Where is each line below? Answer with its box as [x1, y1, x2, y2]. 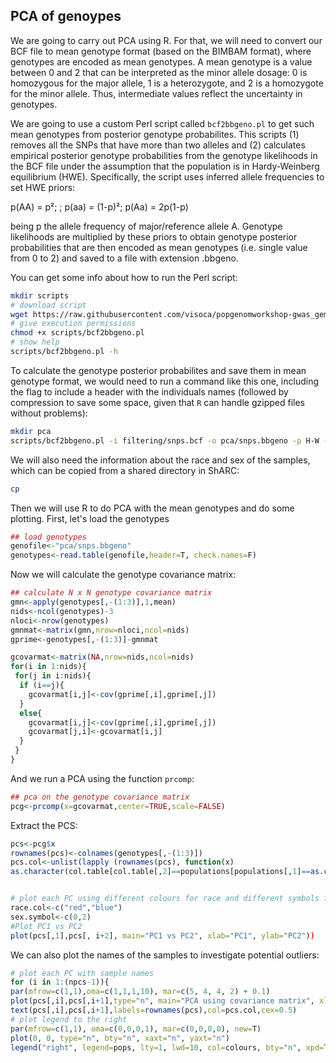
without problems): [10, 407, 88, 419]
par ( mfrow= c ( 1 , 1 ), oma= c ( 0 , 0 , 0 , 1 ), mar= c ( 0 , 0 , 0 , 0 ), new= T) [10, 1024, 262, 1034]
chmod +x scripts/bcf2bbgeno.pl [10, 328, 145, 338]
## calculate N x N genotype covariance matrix [10, 588, 213, 598]
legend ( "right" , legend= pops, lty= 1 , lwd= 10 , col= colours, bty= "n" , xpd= [10, 1042, 325, 1053]
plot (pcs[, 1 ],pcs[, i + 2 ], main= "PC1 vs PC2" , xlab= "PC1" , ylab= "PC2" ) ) [10, 930, 315, 941]
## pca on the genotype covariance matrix [10, 792, 190, 802]
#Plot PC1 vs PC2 [10, 921, 83, 931]
